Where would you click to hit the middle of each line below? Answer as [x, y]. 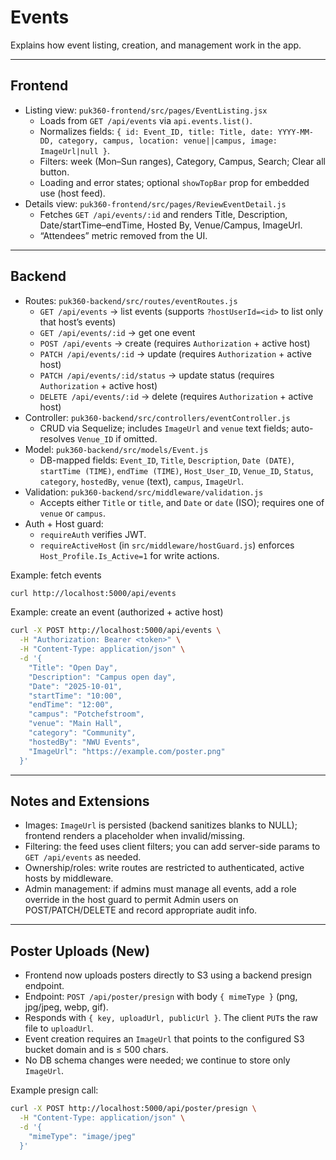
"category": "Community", [82, 733]
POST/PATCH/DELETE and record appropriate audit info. [141, 910]
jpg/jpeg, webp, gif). [66, 1007]
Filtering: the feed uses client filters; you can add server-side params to [172, 847]
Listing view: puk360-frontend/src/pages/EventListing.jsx [146, 110]
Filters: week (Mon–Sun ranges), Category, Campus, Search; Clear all [182, 161]
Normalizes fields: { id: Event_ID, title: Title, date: [156, 131]
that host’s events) [78, 322]
